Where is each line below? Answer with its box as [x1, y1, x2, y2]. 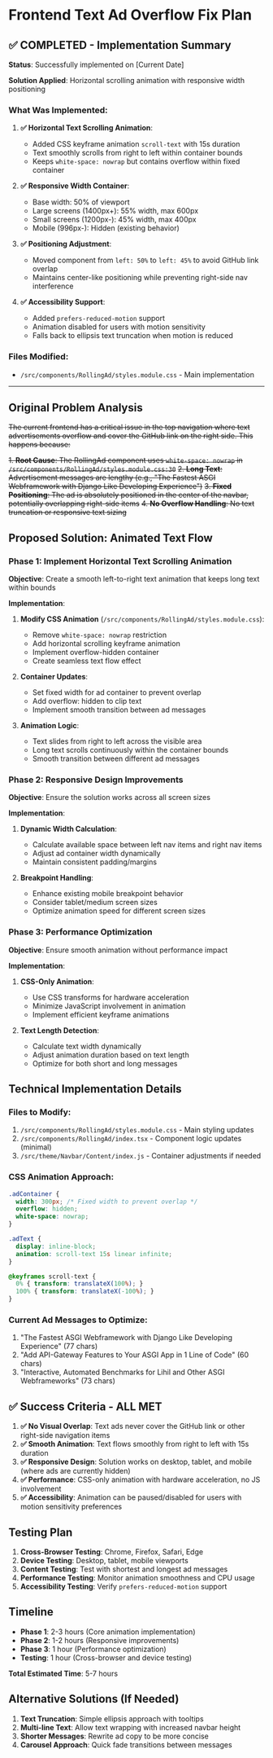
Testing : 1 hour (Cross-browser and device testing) [19, 1652, 193, 1663]
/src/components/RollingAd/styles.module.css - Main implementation [19, 369, 254, 380]
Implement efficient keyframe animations [32, 1009, 170, 1019]
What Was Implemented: [8, 104, 108, 116]
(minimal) [19, 1142, 52, 1152]
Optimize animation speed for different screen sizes [32, 906, 206, 916]
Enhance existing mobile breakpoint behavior [32, 889, 184, 899]
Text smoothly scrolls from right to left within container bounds [32, 148, 243, 158]
